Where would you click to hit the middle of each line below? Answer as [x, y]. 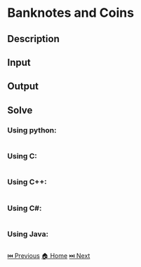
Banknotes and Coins [71, 13]
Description [33, 39]
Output [23, 87]
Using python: [32, 130]
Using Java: [28, 234]
